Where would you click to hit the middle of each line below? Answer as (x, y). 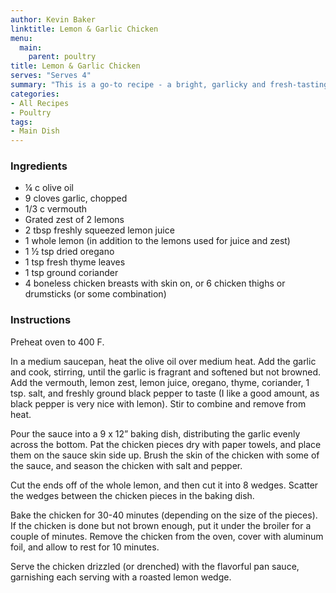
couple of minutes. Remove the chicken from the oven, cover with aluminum (167, 536)
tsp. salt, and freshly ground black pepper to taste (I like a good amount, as (165, 393)
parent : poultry (62, 57)
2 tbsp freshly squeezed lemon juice (99, 230)
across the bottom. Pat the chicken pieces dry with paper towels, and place (166, 444)
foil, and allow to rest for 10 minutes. (85, 547)
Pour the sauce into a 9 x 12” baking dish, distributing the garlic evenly (155, 433)
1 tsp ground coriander (71, 273)
